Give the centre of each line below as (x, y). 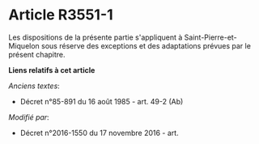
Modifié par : (29, 117)
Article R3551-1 (61, 15)
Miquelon (24, 45)
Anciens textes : (34, 86)
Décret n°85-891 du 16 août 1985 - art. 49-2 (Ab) (102, 101)
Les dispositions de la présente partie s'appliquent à (96, 37)
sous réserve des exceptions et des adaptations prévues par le (146, 45)
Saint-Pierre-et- (210, 37)
